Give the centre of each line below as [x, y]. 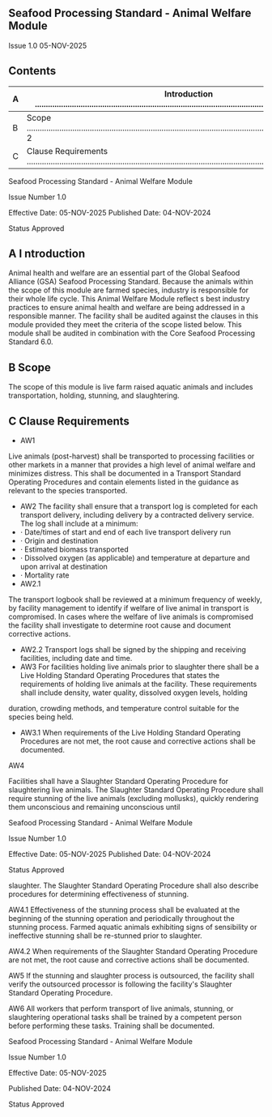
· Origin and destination [59, 541]
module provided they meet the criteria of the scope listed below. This [125, 325]
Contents [32, 71]
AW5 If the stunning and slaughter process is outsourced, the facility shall [132, 976]
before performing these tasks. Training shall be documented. [112, 1026]
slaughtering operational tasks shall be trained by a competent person [125, 1017]
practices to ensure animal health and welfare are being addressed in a [127, 308]
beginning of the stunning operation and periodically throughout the [121, 919]
